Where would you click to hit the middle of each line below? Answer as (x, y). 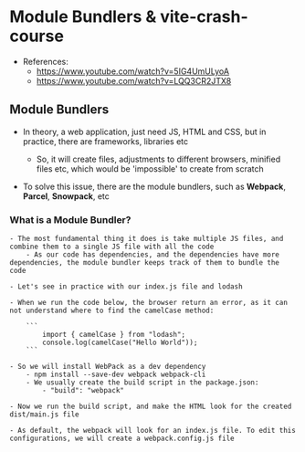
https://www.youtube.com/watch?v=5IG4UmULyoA (133, 71)
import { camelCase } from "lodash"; (114, 335)
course (37, 36)
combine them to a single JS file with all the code (112, 247)
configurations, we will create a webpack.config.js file (122, 439)
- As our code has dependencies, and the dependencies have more (153, 255)
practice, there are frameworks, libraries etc (105, 141)
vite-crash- (204, 17)
